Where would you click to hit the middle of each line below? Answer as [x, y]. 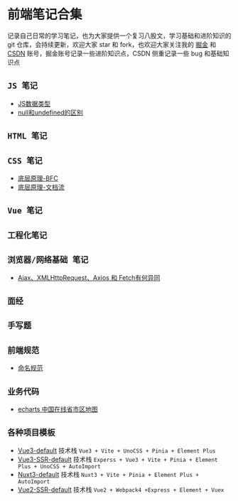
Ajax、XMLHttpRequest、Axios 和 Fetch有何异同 [89, 277]
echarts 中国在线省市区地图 [58, 409]
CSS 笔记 [25, 161]
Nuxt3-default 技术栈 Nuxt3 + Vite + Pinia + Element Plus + [108, 474]
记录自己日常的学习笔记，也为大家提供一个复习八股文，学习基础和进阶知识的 [119, 36]
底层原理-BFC [38, 178]
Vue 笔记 [25, 211]
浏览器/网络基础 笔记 [48, 260]
